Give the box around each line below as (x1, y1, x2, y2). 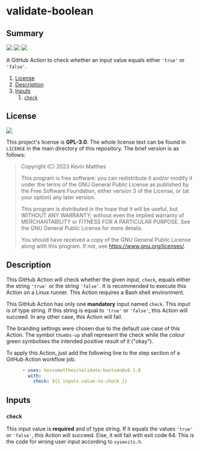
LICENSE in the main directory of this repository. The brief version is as (6, 144, 179, 152)
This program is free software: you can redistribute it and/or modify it (20, 174, 193, 182)
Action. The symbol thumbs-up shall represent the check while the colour (6, 331, 185, 338)
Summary (6, 28, 44, 38)
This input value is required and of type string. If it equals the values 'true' (6, 425, 193, 432)
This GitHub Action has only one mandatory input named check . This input (6, 300, 190, 307)
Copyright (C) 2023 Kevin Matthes (20, 162, 106, 170)
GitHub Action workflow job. (6, 355, 76, 363)
